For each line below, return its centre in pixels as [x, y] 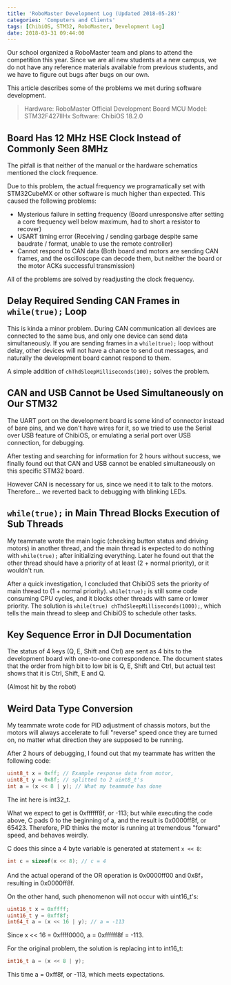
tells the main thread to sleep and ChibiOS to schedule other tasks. [102, 613]
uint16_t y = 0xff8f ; [38, 915]
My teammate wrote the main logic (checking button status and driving [108, 541]
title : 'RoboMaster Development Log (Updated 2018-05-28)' [94, 13]
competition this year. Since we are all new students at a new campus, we [112, 60]
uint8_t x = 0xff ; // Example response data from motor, [91, 774]
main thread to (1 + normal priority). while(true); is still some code [102, 591]
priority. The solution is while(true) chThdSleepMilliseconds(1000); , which [114, 606]
